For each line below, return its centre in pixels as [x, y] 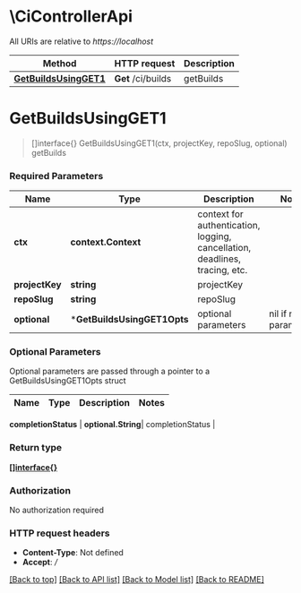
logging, [214, 236]
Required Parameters [56, 176]
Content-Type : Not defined [73, 553]
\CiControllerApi [71, 17]
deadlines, [219, 259]
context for [220, 214]
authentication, [228, 226]
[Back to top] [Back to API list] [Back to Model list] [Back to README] [137, 580]
